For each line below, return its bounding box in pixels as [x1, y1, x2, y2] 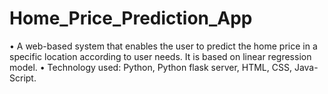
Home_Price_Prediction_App [9, 7, 253, 30]
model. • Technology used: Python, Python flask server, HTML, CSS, [9, 61, 292, 73]
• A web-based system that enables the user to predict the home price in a [9, 40, 318, 52]
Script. [9, 72, 37, 84]
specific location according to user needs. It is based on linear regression [9, 50, 312, 62]
